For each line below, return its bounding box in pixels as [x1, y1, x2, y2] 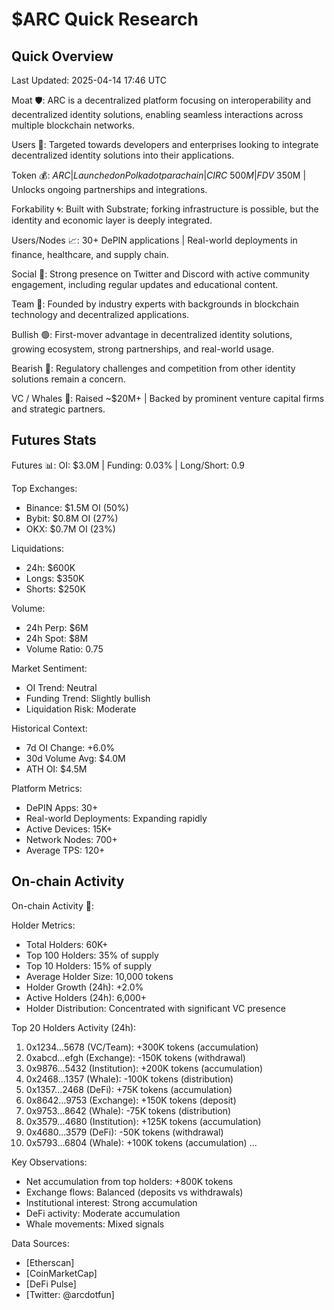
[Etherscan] [25, 1256, 75, 1268]
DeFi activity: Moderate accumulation [25, 1207, 181, 1219]
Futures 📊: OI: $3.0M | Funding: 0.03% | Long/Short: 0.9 [11, 459, 245, 471]
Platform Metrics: [11, 782, 83, 794]
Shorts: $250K [25, 583, 86, 595]
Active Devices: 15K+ [25, 823, 113, 835]
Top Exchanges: [11, 482, 78, 494]
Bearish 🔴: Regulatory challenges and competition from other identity [11, 363, 296, 374]
